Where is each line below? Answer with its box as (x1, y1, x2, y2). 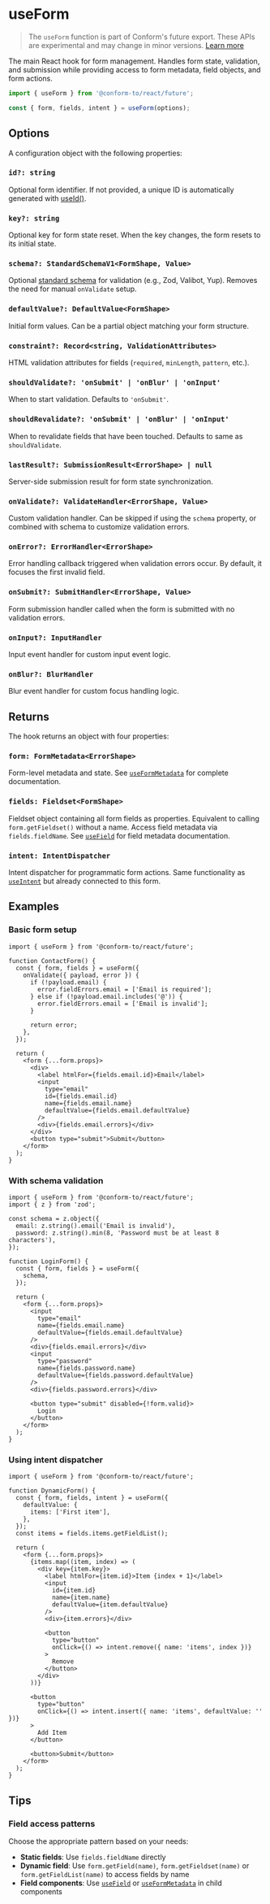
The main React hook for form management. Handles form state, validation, (8, 56, 260, 66)
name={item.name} (51, 1593, 111, 1602)
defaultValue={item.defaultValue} (51, 1601, 169, 1609)
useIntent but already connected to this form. (8, 876, 161, 887)
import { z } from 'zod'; (8, 1200, 96, 1209)
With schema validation (8, 1174, 104, 1186)
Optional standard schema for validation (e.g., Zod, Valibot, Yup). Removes (8, 276, 258, 285)
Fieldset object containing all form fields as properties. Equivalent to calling (8, 813, 259, 823)
